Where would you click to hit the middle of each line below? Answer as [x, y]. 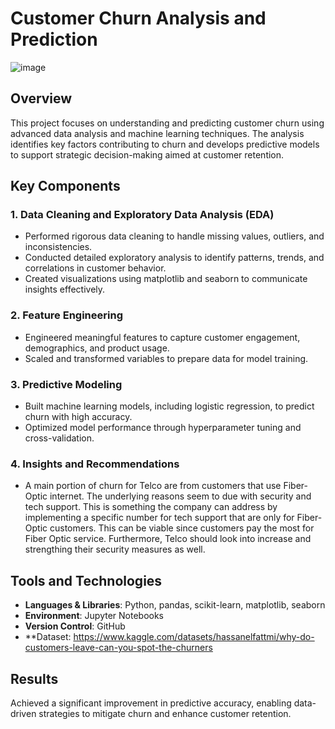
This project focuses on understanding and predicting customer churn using [167, 123]
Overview [41, 98]
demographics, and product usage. [97, 348]
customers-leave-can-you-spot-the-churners [118, 648]
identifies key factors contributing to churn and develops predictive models [165, 144]
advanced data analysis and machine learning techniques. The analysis [157, 133]
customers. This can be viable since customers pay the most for [182, 528]
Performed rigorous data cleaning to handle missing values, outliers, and [174, 236]
